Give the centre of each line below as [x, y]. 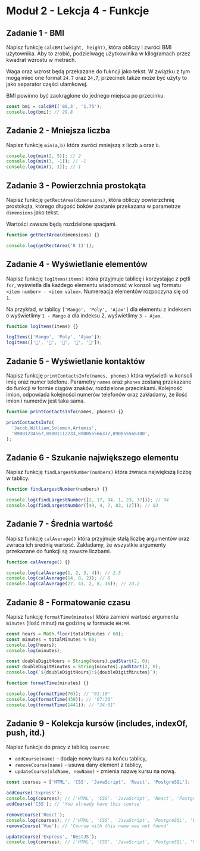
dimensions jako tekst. [33, 212]
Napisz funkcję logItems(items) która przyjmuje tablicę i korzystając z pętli [98, 279]
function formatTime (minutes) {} [48, 683]
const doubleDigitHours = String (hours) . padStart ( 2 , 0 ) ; [78, 661]
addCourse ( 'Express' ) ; [34, 793]
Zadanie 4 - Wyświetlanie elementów [77, 264]
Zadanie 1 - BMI [35, 33]
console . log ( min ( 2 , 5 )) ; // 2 [44, 156]
